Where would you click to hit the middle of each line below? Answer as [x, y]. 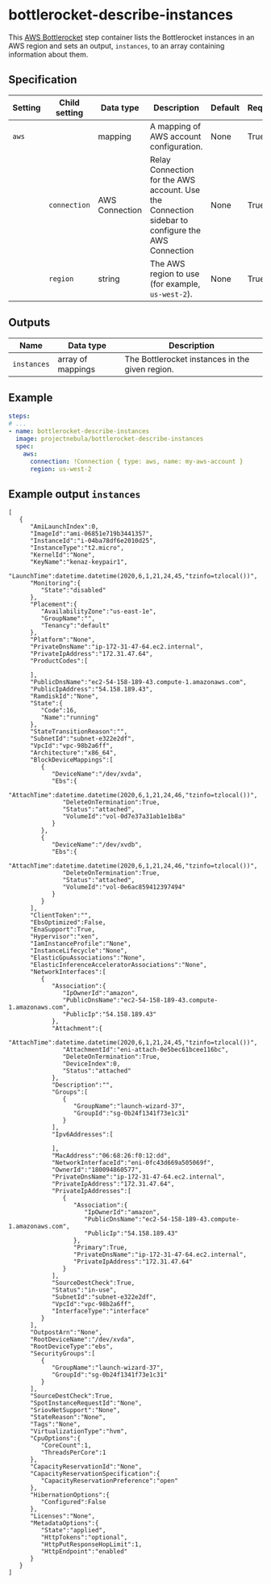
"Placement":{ [54, 605]
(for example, [175, 284]
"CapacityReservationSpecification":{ [95, 1474]
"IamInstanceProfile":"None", [80, 944]
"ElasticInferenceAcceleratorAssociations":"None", [118, 965]
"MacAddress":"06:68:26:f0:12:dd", [111, 1156]
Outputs [29, 323]
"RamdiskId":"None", [64, 696]
